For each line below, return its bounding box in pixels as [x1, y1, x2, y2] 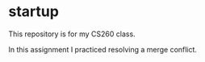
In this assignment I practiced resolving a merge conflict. [8, 44, 198, 54]
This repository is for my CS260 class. [8, 29, 136, 39]
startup [8, 2, 59, 21]
